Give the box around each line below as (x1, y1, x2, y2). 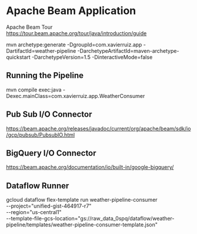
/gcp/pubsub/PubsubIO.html (6, 131, 75, 138)
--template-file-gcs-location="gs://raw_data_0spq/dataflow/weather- (6, 215, 175, 222)
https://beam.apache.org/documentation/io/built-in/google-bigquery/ (6, 164, 174, 171)
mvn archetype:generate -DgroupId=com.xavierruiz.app (6, 41, 142, 48)
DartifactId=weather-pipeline (6, 47, 76, 54)
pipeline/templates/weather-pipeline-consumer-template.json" (6, 221, 158, 228)
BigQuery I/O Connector (6, 148, 96, 158)
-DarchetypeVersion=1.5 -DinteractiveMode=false (31, 53, 153, 60)
